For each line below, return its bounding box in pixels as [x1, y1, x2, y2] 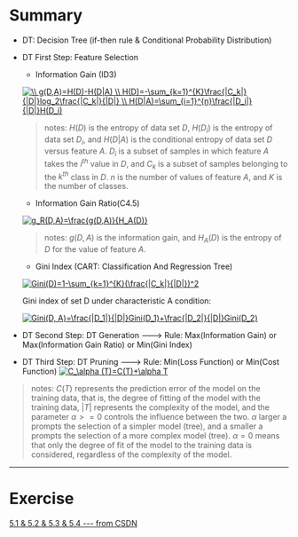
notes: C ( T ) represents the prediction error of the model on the [30, 383, 261, 394]
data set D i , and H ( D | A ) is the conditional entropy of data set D [43, 134, 273, 146]
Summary [9, 5, 82, 26]
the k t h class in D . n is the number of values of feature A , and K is [43, 170, 283, 182]
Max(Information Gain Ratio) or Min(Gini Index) [21, 339, 193, 351]
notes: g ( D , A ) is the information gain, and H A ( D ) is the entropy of [43, 233, 282, 245]
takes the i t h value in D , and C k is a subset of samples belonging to [43, 157, 288, 171]
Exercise [9, 489, 74, 509]
